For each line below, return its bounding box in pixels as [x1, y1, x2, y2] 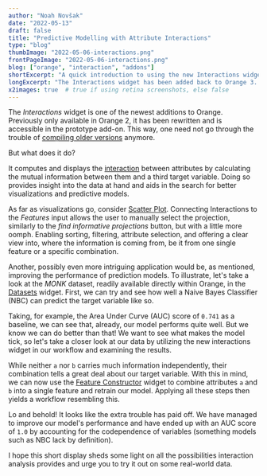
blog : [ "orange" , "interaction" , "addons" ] [8, 64, 155, 72]
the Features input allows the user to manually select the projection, [8, 213, 230, 223]
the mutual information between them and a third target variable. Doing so [8, 172, 250, 181]
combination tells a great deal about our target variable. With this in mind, [8, 369, 249, 379]
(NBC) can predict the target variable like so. [8, 296, 154, 306]
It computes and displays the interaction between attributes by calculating [8, 164, 251, 174]
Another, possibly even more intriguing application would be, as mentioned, [8, 262, 256, 271]
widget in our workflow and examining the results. [8, 345, 172, 355]
